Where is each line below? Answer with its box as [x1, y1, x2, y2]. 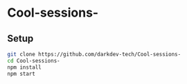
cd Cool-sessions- [7, 57, 60, 64]
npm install [7, 64, 42, 71]
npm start [7, 70, 36, 77]
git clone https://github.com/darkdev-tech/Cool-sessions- [7, 51, 181, 58]
